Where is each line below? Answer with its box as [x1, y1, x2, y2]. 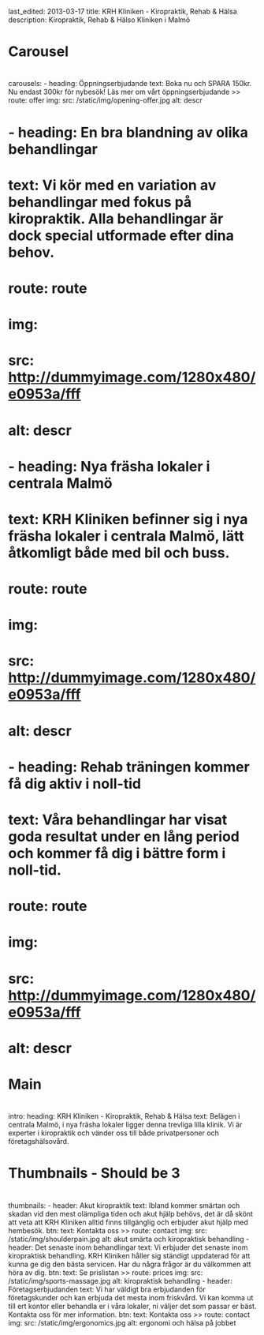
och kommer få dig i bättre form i [8, 845, 226, 862]
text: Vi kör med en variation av [8, 176, 217, 194]
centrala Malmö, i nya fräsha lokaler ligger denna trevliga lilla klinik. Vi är [8, 1120, 243, 1130]
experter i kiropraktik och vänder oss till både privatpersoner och [8, 1128, 219, 1138]
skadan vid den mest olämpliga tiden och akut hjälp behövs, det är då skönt [8, 1209, 254, 1218]
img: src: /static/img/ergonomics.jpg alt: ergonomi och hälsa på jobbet [8, 1318, 236, 1327]
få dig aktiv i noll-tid [8, 774, 142, 793]
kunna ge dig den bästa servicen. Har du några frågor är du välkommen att [8, 1259, 251, 1269]
